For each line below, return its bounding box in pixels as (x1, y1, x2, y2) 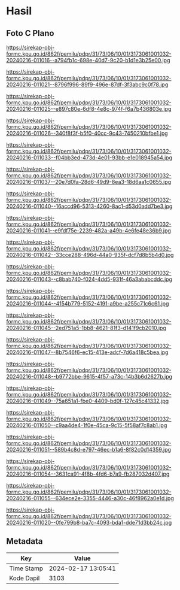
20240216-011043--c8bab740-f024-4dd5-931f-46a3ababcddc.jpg (6, 276, 172, 283)
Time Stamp (9, 564, 44, 573)
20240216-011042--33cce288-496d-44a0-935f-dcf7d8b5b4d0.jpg (6, 252, 174, 258)
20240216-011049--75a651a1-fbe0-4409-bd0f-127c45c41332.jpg (6, 397, 169, 404)
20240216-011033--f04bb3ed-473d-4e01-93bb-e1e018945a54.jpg (6, 154, 172, 161)
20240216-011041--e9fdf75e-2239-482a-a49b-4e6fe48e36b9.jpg (6, 227, 172, 234)
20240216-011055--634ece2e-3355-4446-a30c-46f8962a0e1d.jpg (6, 495, 175, 501)
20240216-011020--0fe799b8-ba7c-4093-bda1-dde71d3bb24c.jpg (6, 519, 172, 526)
